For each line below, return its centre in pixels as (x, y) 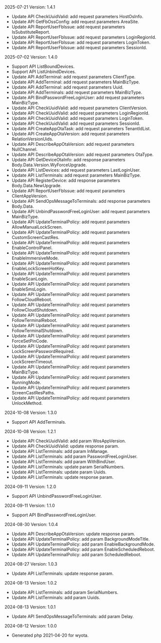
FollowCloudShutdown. (35, 310)
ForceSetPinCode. (30, 341)
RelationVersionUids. (32, 139)
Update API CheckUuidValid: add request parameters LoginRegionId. (80, 113)
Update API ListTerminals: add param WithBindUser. (64, 462)
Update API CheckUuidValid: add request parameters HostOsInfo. (77, 16)
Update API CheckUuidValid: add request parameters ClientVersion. (80, 108)
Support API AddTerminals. (39, 422)
